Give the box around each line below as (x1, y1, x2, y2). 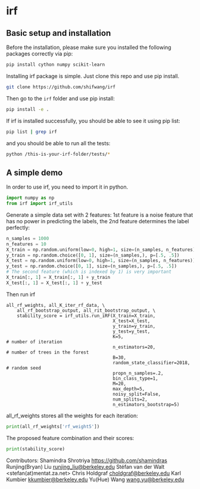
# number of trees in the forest (6, 349, 89, 355)
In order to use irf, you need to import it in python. (6, 183, 129, 190)
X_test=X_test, (112, 318, 151, 324)
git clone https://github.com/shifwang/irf (6, 84, 116, 90)
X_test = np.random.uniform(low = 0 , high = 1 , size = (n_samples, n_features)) (6, 258, 196, 264)
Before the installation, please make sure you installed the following (6, 44, 171, 51)
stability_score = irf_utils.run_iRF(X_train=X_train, (17, 312, 156, 319)
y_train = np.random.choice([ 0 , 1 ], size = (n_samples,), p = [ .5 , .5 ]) (6, 252, 180, 258)
